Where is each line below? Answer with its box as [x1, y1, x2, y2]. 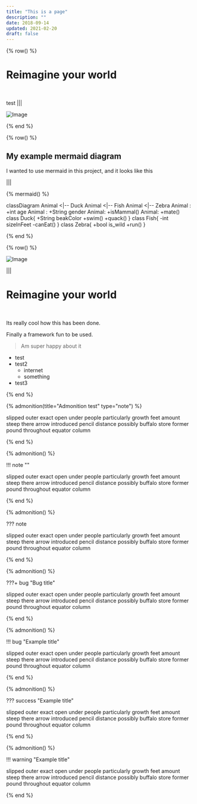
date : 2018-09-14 [6, 20, 49, 26]
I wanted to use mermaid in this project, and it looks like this [6, 167, 153, 174]
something [23, 373, 50, 380]
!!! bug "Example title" [6, 638, 60, 645]
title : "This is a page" [6, 8, 68, 15]
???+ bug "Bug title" [6, 579, 55, 586]
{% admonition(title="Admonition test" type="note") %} [6, 402, 142, 409]
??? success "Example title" [6, 697, 74, 704]
